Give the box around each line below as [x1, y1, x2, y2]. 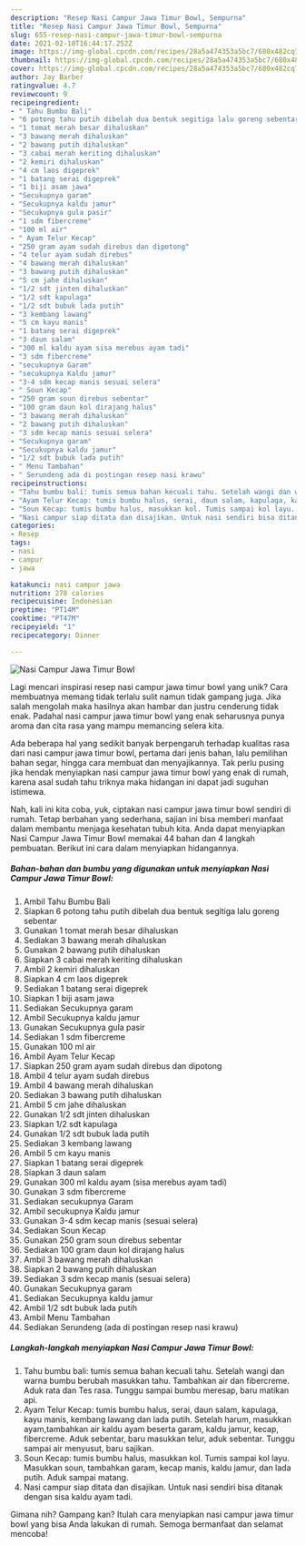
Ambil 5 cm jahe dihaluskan [23, 1099, 127, 1110]
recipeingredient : [10, 97, 80, 107]
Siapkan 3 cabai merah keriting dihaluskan [23, 953, 183, 965]
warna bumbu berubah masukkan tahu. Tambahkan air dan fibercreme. [23, 1375, 290, 1386]
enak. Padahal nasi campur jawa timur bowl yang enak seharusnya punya [10, 710, 285, 721]
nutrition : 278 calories [10, 588, 104, 597]
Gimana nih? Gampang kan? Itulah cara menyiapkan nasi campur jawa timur [10, 1509, 294, 1520]
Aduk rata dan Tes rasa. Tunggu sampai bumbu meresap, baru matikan [23, 1385, 290, 1396]
